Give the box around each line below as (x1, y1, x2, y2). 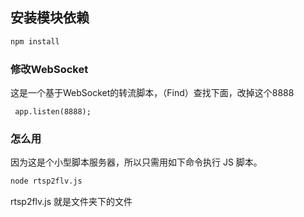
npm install (10, 36, 60, 47)
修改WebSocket (10, 62, 89, 76)
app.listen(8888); (14, 106, 92, 117)
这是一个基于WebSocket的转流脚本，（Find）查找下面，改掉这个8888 (10, 86, 295, 98)
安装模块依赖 (10, 9, 90, 27)
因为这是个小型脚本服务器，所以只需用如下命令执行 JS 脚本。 (10, 156, 263, 168)
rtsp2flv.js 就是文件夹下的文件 (10, 196, 133, 208)
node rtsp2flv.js (10, 176, 83, 187)
